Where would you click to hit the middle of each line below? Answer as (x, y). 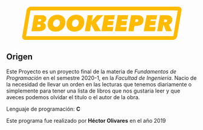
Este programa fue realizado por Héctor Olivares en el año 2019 (86, 120)
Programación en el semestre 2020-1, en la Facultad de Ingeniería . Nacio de (101, 78)
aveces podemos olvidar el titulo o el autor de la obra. (73, 97)
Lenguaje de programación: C (43, 109)
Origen (20, 57)
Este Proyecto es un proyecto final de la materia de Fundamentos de (92, 71)
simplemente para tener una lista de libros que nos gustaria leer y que (93, 91)
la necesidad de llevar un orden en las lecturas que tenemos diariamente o (99, 84)
